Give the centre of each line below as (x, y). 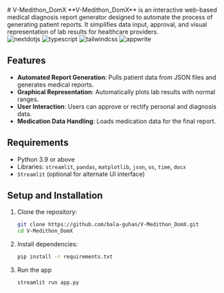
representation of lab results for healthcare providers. (83, 32)
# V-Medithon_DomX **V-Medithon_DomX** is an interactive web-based (112, 10)
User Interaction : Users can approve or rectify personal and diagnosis (116, 106)
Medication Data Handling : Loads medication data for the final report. (116, 121)
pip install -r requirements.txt (65, 257)
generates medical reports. (55, 85)
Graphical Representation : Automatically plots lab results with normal (116, 91)
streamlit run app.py (48, 283)
